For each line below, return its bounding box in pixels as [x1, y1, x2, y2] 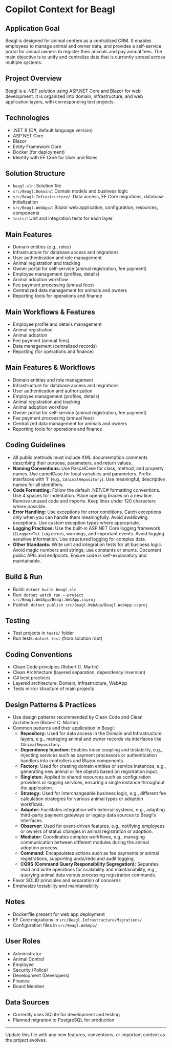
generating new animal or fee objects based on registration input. [20, 768, 159, 774]
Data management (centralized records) [12, 343, 97, 349]
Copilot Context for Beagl [5, 4, 115, 15]
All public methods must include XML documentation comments [12, 454, 148, 460]
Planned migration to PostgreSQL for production [12, 1017, 115, 1023]
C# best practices [12, 675, 51, 681]
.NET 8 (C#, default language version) [12, 127, 93, 133]
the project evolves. [5, 1037, 47, 1043]
